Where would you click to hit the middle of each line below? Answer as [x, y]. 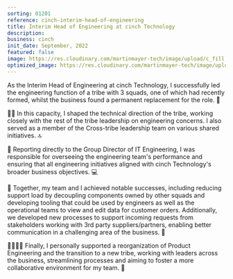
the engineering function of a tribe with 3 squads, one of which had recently [116, 92]
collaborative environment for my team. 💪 [66, 267]
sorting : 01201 [29, 14]
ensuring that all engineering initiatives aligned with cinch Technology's [109, 164]
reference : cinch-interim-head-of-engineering [76, 20]
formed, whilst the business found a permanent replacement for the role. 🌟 [114, 100]
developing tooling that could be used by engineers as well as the [101, 203]
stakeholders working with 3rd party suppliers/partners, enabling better [110, 225]
